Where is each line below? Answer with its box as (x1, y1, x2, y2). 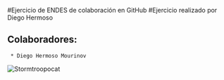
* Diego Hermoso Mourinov (10, 52, 87, 59)
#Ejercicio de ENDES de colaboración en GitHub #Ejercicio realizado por (7, 6, 218, 14)
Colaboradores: (7, 34, 77, 46)
